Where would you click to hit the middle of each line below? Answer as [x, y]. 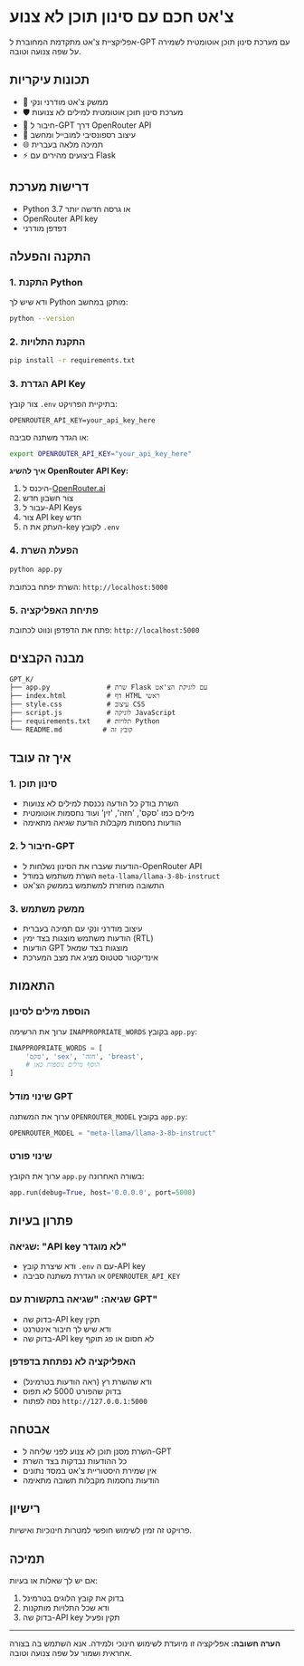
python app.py [36, 569]
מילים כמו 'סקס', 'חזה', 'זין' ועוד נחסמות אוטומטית [108, 813]
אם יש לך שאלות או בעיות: [53, 1581]
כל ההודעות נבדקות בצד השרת [75, 1460]
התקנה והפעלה [50, 256]
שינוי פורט [31, 1156]
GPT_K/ [22, 679]
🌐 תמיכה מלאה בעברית [63, 144]
